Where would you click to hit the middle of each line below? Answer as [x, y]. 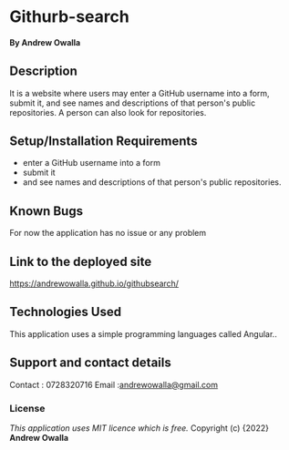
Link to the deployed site [81, 261]
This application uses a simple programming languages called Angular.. [144, 333]
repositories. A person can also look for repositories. [108, 112]
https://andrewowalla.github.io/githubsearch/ [94, 283]
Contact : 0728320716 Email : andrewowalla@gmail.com [114, 384]
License [27, 408]
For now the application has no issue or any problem [108, 233]
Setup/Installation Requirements [103, 141]
